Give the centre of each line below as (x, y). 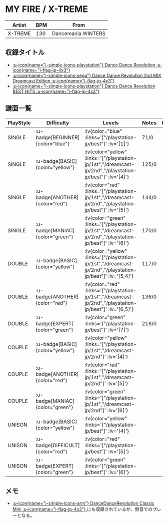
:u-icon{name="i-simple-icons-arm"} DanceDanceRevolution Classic (83, 504)
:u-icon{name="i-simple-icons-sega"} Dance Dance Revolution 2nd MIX (87, 75)
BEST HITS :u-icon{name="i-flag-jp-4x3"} (56, 91)
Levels (111, 122)
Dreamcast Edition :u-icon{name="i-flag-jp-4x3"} (63, 80)
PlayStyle (19, 122)
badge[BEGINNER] (58, 137)
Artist (19, 25)
